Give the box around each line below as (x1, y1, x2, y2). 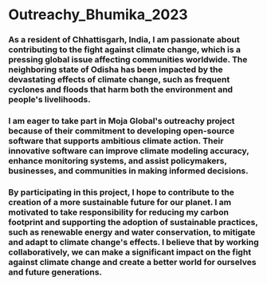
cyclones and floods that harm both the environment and (8, 84, 234, 95)
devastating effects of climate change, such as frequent (8, 74, 230, 85)
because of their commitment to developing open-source (8, 125, 235, 137)
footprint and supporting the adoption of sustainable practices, (8, 216, 258, 228)
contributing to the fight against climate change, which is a (8, 44, 241, 55)
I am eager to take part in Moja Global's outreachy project (8, 116, 235, 127)
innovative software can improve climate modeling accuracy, (8, 145, 249, 156)
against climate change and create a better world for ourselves (8, 256, 257, 267)
